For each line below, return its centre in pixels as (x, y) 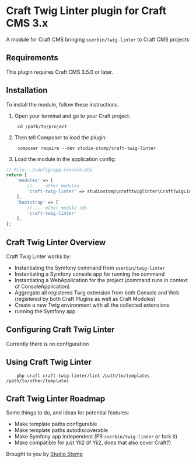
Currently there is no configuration (48, 344)
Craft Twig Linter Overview (56, 242)
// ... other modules (53, 186)
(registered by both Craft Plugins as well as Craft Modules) (85, 299)
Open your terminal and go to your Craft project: (72, 116)
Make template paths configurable (56, 424)
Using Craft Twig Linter (49, 362)
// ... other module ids (57, 208)
